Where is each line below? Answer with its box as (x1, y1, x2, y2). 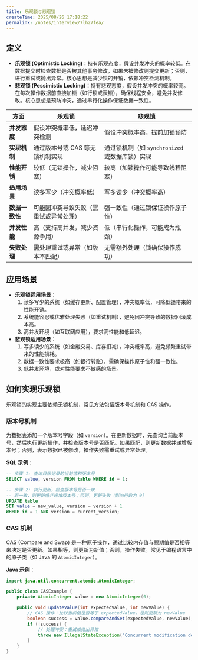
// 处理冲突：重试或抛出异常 (37, 626, 99, 633)
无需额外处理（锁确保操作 (104, 244, 176, 252)
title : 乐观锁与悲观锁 (6, 8, 56, 15)
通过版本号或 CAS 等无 (33, 144, 96, 152)
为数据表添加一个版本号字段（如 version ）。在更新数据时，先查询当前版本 (6, 432, 184, 439)
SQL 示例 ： (6, 459, 34, 466)
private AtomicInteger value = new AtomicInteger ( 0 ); (16, 594, 151, 600)
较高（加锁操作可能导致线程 (104, 164, 181, 172)
